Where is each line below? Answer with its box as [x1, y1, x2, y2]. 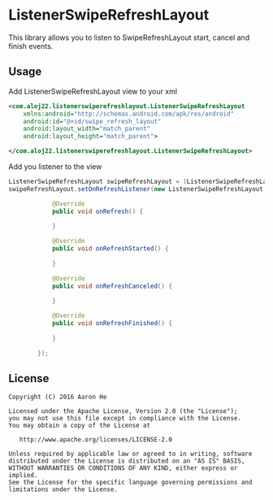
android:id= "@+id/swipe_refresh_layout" [23, 117, 162, 125]
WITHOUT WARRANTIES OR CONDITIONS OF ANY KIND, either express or [8, 464, 238, 472]
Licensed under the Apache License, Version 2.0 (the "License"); [8, 407, 238, 415]
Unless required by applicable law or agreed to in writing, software [8, 450, 253, 459]
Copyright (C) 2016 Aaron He [8, 393, 107, 402]
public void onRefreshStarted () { [51, 245, 169, 253]
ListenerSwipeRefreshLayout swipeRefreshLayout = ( [8, 177, 187, 185]
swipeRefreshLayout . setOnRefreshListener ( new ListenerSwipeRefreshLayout [8, 185, 264, 193]
